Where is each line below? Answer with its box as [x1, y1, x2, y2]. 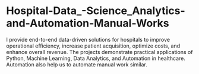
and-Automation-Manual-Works [6, 16, 169, 30]
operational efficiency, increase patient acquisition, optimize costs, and [6, 42, 181, 49]
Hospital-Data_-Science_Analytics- [6, 4, 185, 18]
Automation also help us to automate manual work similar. [6, 60, 147, 68]
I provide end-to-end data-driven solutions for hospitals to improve [6, 36, 170, 43]
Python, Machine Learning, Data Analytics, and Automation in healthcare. [6, 55, 186, 62]
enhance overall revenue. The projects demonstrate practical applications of [6, 48, 193, 55]
